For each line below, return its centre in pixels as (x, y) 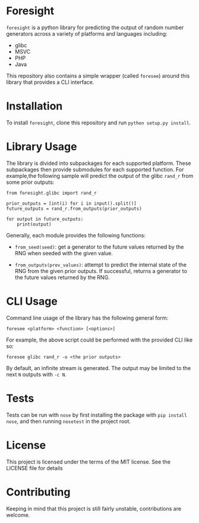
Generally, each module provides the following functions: (76, 235)
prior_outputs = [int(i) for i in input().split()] (71, 203)
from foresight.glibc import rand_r (51, 193)
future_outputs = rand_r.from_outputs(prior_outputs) (74, 209)
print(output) (34, 224)
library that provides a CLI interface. (50, 82)
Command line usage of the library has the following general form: (87, 318)
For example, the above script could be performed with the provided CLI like (99, 340)
